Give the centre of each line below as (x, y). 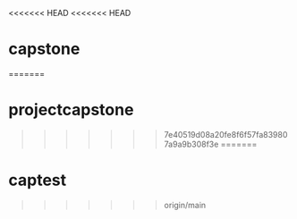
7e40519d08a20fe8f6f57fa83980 (226, 134)
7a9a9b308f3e (191, 144)
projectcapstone (71, 110)
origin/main (185, 205)
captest (38, 180)
